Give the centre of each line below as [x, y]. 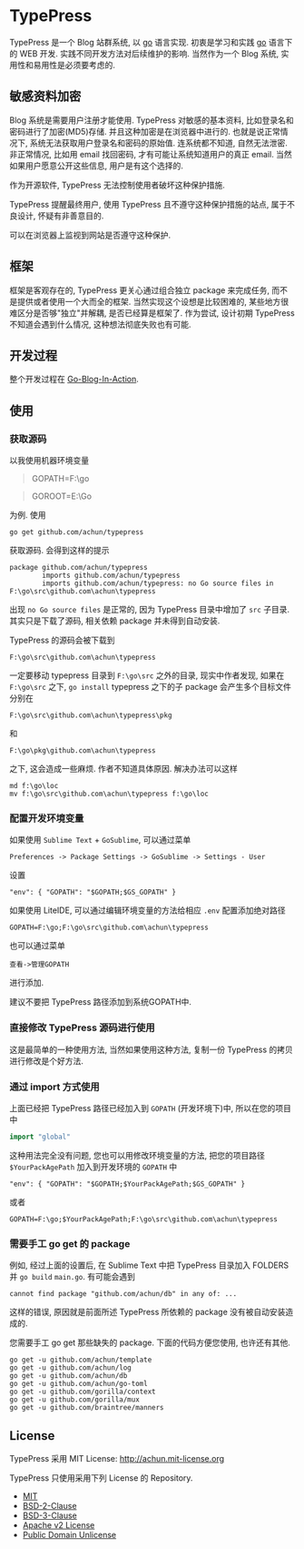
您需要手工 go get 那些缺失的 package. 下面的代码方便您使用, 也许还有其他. [150, 1342]
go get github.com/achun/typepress [77, 532]
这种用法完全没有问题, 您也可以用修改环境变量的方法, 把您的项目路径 [137, 1155]
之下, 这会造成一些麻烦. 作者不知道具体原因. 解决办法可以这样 [123, 769]
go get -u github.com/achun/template [81, 1360]
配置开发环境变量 [47, 818]
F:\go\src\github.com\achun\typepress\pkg [91, 715]
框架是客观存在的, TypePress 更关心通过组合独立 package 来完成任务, [140, 290]
